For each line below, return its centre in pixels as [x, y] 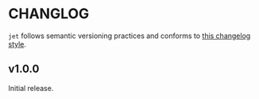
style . [17, 44]
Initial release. [31, 88]
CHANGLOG [49, 14]
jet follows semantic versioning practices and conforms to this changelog [129, 36]
